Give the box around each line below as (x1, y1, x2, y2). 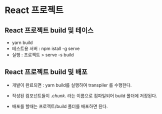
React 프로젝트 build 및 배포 (4, 68, 88, 76)
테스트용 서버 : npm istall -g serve (11, 45, 80, 51)
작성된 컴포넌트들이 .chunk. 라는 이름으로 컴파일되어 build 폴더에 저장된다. (11, 92, 157, 98)
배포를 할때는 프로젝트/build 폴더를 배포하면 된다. (11, 103, 108, 109)
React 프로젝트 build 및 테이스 (4, 26, 93, 34)
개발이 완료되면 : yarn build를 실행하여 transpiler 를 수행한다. (11, 82, 132, 88)
